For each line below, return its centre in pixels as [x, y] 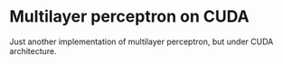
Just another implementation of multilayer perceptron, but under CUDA [141, 41]
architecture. [33, 50]
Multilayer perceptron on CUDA [130, 17]
